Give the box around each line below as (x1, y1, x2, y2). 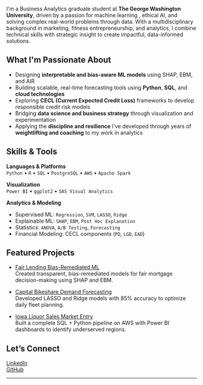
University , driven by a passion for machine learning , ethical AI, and (6, 12, 178, 19)
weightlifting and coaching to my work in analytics (14, 129, 143, 136)
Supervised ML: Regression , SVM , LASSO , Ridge (14, 210, 127, 218)
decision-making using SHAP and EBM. (14, 276, 114, 284)
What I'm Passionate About (6, 55, 112, 65)
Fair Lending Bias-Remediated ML (14, 264, 100, 271)
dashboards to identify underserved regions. (14, 326, 127, 333)
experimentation (14, 116, 56, 123)
